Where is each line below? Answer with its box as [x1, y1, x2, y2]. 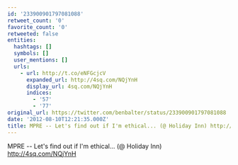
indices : [25, 89, 52, 96]
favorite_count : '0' [7, 23, 69, 30]
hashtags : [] [13, 43, 52, 50]
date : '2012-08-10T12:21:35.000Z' [7, 115, 110, 123]
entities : [7, 37, 37, 44]
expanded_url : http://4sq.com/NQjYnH [25, 76, 138, 84]
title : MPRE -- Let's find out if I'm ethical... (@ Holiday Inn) [7, 122, 208, 130]
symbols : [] [13, 50, 50, 57]
